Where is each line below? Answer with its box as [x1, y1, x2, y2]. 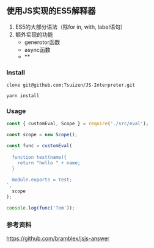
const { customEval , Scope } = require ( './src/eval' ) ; [6, 121, 149, 127]
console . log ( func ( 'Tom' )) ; [6, 205, 75, 211]
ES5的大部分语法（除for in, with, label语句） [15, 23, 127, 31]
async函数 [24, 46, 51, 53]
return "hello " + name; [17, 159, 81, 166]
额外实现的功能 [15, 31, 53, 38]
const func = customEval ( [6, 143, 72, 149]
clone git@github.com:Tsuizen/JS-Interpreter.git [6, 82, 136, 89]
